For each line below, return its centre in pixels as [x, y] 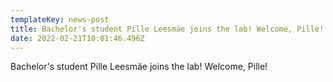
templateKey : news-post [60, 19]
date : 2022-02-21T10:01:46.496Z [77, 38]
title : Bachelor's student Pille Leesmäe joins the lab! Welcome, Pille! [167, 29]
